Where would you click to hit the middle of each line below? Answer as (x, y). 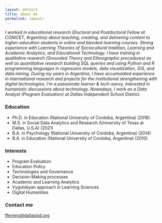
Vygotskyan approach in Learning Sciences (55, 187)
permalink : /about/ (25, 18)
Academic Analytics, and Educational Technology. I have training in (73, 53)
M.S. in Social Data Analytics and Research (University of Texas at (78, 122)
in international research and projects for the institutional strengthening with (81, 79)
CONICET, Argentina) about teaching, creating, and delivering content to (78, 37)
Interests (16, 151)
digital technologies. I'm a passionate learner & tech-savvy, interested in (77, 84)
